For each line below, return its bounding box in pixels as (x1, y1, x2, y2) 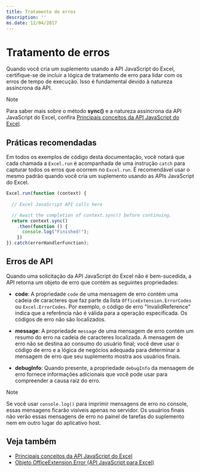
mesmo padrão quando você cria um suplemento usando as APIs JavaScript (6, 173, 195, 180)
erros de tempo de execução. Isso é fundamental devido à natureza (6, 78, 173, 85)
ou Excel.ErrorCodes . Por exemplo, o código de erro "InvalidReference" (14, 303, 191, 310)
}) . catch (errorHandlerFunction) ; (6, 240, 90, 246)
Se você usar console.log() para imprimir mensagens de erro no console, (6, 400, 189, 407)
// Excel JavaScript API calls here (11, 201, 103, 207)
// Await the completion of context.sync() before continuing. (11, 212, 172, 218)
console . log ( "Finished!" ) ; (21, 229, 90, 235)
